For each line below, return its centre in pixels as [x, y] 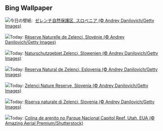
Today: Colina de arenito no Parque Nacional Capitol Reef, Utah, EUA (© [82, 118]
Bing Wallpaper [29, 8]
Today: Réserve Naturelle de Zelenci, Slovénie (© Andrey [67, 37]
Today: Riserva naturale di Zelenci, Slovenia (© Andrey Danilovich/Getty [82, 102]
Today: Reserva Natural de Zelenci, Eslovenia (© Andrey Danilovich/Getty [84, 69]
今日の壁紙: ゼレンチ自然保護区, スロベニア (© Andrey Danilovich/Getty [82, 20]
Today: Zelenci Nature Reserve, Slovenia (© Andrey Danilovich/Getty [79, 86]
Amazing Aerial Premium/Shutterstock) [44, 123]
